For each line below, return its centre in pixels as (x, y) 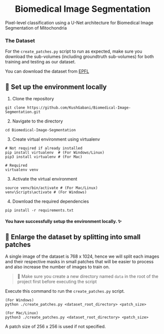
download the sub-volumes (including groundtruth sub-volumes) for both (80, 57)
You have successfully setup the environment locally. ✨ (63, 221)
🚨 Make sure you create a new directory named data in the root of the (88, 276)
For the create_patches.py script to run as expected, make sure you (74, 51)
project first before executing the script (57, 282)
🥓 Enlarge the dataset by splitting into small (73, 237)
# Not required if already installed (44, 149)
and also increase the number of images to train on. (57, 267)
